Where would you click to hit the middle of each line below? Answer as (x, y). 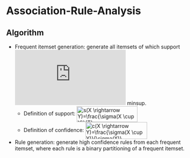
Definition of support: (49, 114)
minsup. (136, 103)
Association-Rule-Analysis (74, 11)
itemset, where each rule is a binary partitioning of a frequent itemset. (99, 148)
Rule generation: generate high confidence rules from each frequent (98, 142)
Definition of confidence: (54, 130)
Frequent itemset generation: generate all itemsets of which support (97, 47)
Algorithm (25, 33)
